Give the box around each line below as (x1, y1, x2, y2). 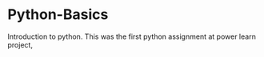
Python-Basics (7, 6, 109, 24)
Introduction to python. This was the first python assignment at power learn (7, 32, 257, 41)
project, (7, 40, 34, 49)
